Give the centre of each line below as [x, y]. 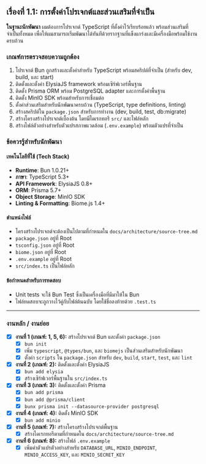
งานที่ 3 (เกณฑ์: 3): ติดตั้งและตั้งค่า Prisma [60, 385]
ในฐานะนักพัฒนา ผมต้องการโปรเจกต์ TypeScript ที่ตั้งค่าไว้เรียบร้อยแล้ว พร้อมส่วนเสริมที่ [97, 26]
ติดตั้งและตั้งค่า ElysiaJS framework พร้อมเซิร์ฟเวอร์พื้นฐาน [78, 84]
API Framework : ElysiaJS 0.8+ [54, 184]
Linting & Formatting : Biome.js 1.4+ [60, 203]
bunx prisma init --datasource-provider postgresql [92, 406]
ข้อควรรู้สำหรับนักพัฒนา [34, 142]
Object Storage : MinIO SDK [50, 197]
